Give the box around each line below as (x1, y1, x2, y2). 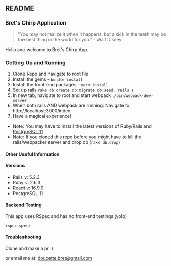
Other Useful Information (5, 151, 60, 157)
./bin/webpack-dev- (112, 93, 154, 99)
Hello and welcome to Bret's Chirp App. (5, 46, 88, 53)
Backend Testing (5, 202, 42, 208)
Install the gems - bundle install (12, 76, 83, 82)
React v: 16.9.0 (12, 185, 44, 191)
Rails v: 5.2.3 (12, 174, 40, 180)
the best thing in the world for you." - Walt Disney (17, 36, 122, 42)
